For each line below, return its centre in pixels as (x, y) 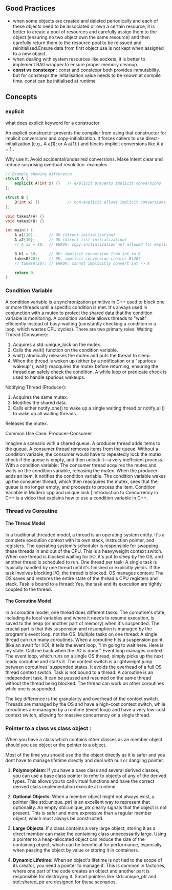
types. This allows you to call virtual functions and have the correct (83, 781)
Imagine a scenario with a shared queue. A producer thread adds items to (83, 443)
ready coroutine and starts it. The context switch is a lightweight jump (79, 661)
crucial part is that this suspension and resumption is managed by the (79, 629)
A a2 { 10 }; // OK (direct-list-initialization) (71, 240)
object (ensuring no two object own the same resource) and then (81, 37)
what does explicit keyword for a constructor (52, 123)
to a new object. (30, 53)
